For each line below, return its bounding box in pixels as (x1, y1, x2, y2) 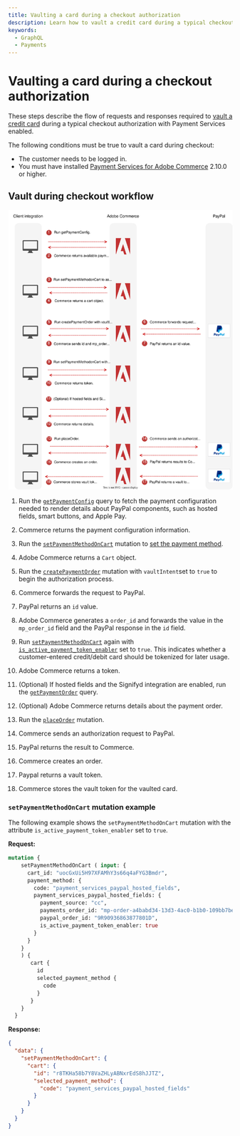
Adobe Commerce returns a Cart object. (18, 553, 137, 562)
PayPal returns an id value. (18, 602, 98, 611)
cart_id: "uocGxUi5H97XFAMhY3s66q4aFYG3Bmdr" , (26, 869, 168, 877)
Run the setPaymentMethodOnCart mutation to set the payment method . (18, 539, 224, 548)
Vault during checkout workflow (8, 190, 154, 202)
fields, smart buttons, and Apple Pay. (18, 512, 127, 520)
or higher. (18, 170, 47, 178)
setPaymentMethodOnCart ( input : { (21, 862, 127, 869)
